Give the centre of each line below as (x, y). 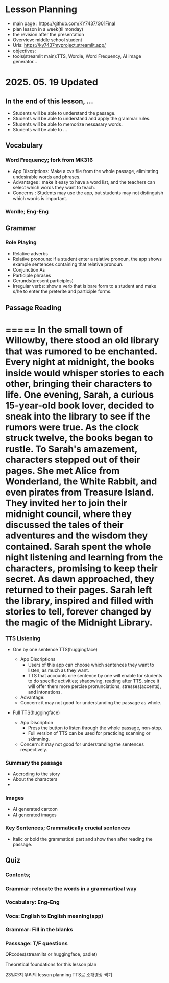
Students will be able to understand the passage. (64, 113)
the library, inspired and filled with (79, 600)
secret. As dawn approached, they (80, 579)
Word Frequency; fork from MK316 (49, 160)
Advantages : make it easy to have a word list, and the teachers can (84, 182)
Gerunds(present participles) (43, 281)
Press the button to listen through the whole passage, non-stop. (95, 728)
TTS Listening (23, 638)
